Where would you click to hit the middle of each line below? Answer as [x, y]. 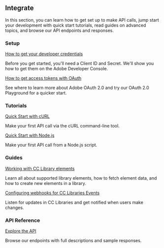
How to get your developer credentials [44, 54]
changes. [15, 207]
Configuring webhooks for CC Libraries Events [52, 193]
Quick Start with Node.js [30, 135]
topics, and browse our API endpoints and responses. [60, 30]
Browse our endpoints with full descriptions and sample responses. [73, 240]
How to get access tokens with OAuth [43, 78]
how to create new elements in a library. [46, 183]
